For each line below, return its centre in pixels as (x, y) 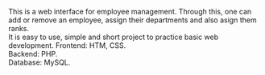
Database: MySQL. (39, 62)
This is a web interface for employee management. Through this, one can (130, 12)
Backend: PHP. (33, 54)
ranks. (19, 28)
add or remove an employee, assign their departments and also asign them (132, 20)
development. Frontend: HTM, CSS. (67, 45)
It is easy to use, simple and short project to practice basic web (114, 37)
